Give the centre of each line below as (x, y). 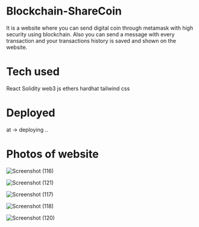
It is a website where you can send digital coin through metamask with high (100, 28)
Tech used (33, 72)
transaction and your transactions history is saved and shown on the (91, 41)
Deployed (31, 113)
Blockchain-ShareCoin (64, 11)
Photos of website (52, 154)
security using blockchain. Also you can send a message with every (90, 34)
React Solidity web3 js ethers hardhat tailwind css (68, 88)
